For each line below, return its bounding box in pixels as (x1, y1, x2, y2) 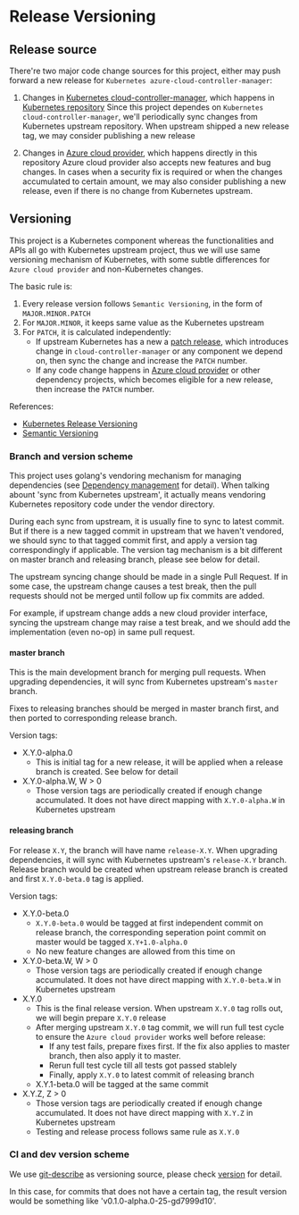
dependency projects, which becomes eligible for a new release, (35, 373, 274, 385)
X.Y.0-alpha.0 (21, 748, 73, 758)
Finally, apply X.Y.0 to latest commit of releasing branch (48, 1069, 254, 1080)
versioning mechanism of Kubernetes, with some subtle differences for (9, 254, 270, 264)
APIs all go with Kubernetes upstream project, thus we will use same (9, 244, 261, 256)
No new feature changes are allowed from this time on (35, 945, 236, 957)
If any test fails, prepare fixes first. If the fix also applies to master (48, 1041, 290, 1052)
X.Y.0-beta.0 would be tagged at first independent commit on (35, 918, 263, 928)
